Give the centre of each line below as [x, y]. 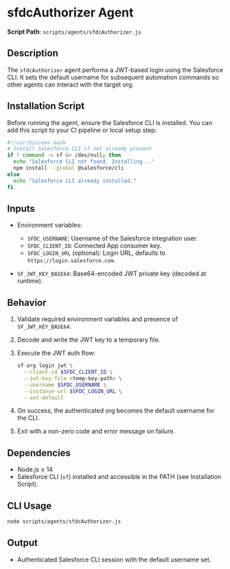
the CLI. [28, 418]
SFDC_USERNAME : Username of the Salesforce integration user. [112, 238]
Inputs [21, 209]
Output [22, 543]
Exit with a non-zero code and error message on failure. [96, 432]
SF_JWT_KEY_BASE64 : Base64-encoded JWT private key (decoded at [112, 274]
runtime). [30, 281]
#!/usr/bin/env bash [37, 142]
